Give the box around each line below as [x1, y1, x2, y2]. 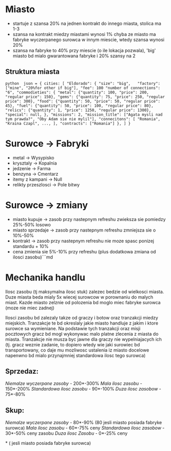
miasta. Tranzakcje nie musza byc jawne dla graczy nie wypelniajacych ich [5, 336, 162, 342]
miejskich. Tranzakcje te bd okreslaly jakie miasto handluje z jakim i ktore [5, 320, 159, 326]
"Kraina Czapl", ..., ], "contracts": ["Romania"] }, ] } [5, 121, 131, 126]
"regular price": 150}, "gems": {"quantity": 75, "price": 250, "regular [5, 94, 165, 100]
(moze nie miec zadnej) [5, 305, 54, 311]
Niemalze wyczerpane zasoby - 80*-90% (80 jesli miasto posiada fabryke [5, 420, 162, 426]
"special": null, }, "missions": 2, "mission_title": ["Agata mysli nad [5, 112, 163, 117]
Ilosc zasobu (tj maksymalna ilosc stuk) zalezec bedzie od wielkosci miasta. [5, 288, 164, 295]
